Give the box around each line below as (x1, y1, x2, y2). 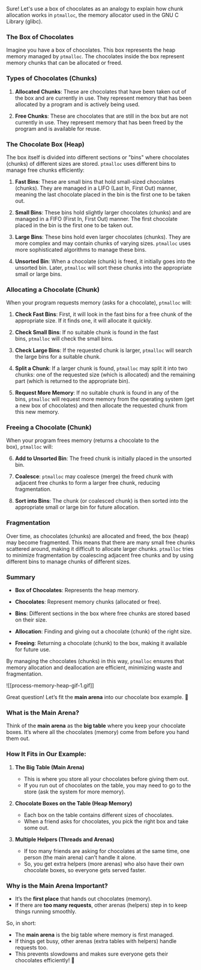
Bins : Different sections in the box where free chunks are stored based (14, 610, 190, 617)
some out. (23, 824, 49, 831)
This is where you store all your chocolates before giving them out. (23, 775, 189, 783)
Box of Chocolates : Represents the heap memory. (14, 587, 139, 594)
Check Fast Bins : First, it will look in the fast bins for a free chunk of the (14, 311, 193, 318)
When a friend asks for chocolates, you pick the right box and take (23, 817, 189, 825)
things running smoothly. (14, 908, 77, 915)
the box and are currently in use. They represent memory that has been (14, 94, 192, 102)
